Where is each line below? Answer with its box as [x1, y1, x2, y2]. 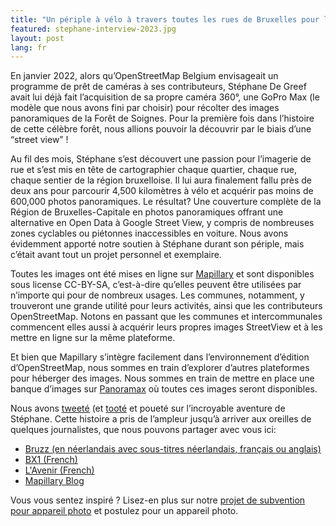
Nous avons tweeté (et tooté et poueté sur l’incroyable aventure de [10, 402, 286, 415]
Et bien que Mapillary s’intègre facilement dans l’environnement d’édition [10, 351, 310, 363]
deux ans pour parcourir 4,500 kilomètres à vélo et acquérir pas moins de [10, 185, 314, 197]
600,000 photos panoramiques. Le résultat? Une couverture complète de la [10, 196, 322, 208]
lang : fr [10, 42, 47, 53]
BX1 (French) [24, 454, 78, 466]
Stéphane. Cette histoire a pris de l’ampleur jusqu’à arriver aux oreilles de [10, 413, 312, 425]
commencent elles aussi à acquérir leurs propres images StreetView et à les [10, 321, 323, 333]
